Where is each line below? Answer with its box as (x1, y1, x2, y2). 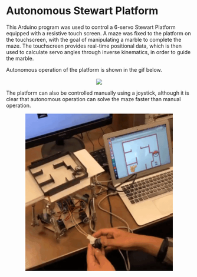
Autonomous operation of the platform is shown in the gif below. (6, 66, 162, 73)
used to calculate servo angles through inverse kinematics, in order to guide (6, 48, 191, 55)
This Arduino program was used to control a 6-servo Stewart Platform (6, 24, 176, 31)
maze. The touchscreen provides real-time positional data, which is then (6, 42, 182, 49)
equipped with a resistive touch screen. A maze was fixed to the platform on (6, 29, 191, 36)
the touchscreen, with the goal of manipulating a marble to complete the (6, 36, 182, 43)
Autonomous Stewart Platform (6, 4, 159, 18)
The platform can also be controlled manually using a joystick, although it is (6, 89, 190, 96)
